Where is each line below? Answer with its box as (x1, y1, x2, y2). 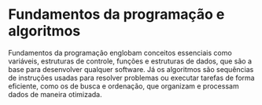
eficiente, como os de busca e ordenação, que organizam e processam (8, 81, 239, 91)
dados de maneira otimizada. (8, 89, 102, 99)
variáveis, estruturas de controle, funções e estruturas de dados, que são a (8, 56, 253, 66)
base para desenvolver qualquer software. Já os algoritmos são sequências (8, 64, 254, 74)
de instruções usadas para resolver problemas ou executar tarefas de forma (8, 73, 255, 82)
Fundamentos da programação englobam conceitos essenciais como (8, 48, 232, 57)
